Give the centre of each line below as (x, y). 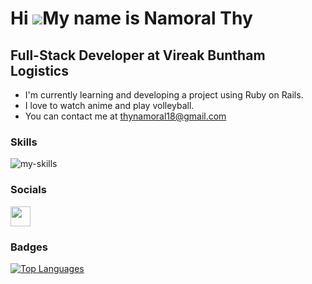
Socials (28, 190)
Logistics (39, 70)
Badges (29, 247)
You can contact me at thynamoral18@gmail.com (125, 116)
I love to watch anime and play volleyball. (109, 105)
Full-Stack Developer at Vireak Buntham (138, 55)
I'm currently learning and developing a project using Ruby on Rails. (164, 95)
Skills (24, 142)
